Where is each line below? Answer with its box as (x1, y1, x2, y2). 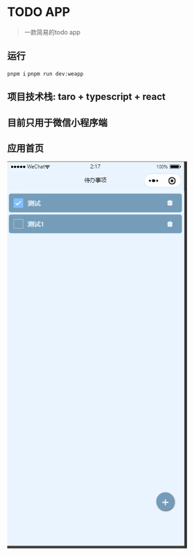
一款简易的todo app (24, 28, 81, 36)
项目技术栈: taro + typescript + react (7, 91, 166, 103)
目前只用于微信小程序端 (7, 116, 107, 128)
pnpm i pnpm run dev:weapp (7, 70, 84, 77)
